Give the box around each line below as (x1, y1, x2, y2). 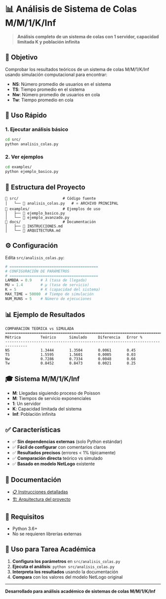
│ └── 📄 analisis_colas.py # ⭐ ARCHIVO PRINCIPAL (5, 201, 119, 206)
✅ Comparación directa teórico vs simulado (12, 455, 103, 461)
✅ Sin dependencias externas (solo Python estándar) (12, 439, 123, 444)
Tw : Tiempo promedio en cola (12, 97, 74, 103)
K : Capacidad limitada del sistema (12, 406, 82, 412)
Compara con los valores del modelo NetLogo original (12, 574, 123, 580)
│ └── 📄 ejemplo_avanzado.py (5, 215, 70, 220)
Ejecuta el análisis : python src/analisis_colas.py (12, 563, 115, 569)
